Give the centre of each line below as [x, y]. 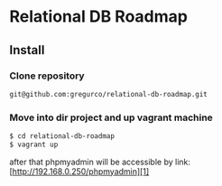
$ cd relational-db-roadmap [62, 136]
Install [27, 50]
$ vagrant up [34, 144]
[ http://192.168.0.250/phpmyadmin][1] [79, 171]
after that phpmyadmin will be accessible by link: [100, 162]
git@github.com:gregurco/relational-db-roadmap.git [108, 94]
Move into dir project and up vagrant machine [111, 117]
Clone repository [47, 76]
